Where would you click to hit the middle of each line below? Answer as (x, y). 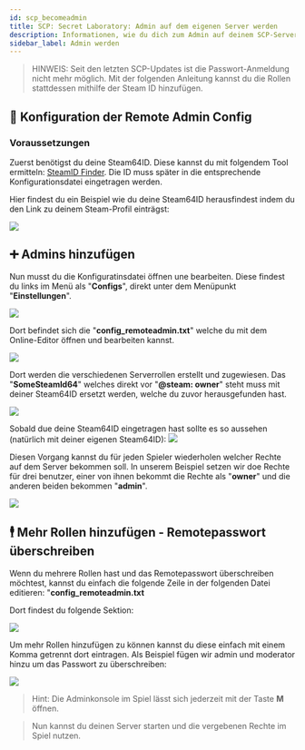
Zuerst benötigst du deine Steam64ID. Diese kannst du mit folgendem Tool (149, 162)
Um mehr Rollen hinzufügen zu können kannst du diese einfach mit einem (148, 645)
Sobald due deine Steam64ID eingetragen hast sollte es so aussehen (138, 429)
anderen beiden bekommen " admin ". (79, 486)
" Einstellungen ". (41, 295)
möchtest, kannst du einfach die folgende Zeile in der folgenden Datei (140, 583)
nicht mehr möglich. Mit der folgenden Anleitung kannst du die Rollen (161, 79)
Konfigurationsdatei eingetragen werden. (86, 182)
